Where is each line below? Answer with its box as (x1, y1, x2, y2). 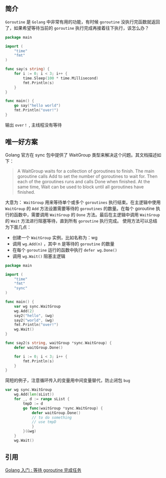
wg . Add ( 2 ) (14, 309, 35, 314)
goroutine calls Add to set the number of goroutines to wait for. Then (17, 173, 158, 179)
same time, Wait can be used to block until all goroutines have (17, 184, 144, 190)
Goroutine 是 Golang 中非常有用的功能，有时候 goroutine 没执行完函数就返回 (5, 19, 160, 25)
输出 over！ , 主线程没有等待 (5, 122, 62, 128)
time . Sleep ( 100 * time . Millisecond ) (23, 76, 99, 81)
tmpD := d (23, 401, 43, 406)
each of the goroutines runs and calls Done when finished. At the (17, 178, 150, 184)
